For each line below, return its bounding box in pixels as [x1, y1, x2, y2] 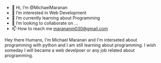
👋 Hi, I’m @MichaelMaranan [11, 5, 68, 10]
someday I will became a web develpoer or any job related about [4, 47, 135, 53]
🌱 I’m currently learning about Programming [11, 15, 100, 21]
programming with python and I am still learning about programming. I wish [4, 42, 156, 48]
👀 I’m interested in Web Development [11, 10, 87, 16]
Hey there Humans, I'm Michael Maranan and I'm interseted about [4, 37, 138, 42]
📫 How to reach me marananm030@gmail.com [11, 26, 108, 31]
